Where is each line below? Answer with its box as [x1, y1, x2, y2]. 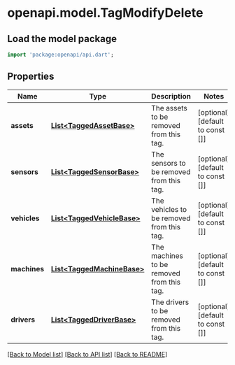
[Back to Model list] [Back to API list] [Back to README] [7, 350, 168, 358]
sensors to [151, 158, 187, 168]
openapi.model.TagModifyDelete [7, 5, 204, 21]
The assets [151, 103, 187, 113]
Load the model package [7, 33, 117, 45]
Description [151, 91, 191, 101]
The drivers [151, 297, 190, 307]
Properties [7, 71, 55, 83]
